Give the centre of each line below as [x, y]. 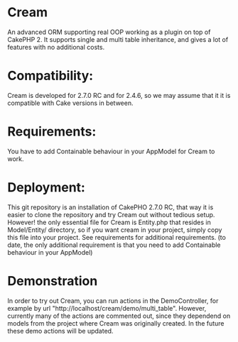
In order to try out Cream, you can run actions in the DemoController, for [113, 300]
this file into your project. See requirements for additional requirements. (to [117, 237]
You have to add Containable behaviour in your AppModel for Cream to [111, 151]
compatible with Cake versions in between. [70, 103]
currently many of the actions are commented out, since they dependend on [119, 316]
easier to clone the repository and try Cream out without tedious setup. [111, 214]
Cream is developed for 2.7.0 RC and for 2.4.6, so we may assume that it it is [119, 95]
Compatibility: [50, 76]
